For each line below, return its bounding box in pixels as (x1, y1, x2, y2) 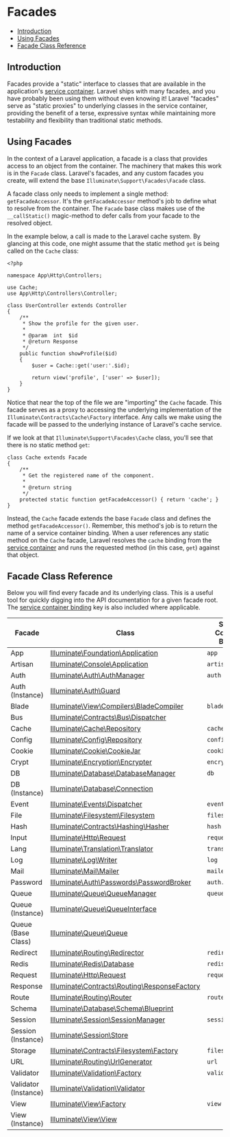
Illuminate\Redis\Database (50, 959, 135, 969)
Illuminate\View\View (50, 1114, 118, 1124)
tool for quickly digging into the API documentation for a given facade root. (7, 596, 218, 605)
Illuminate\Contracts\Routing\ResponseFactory (50, 982, 201, 991)
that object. (7, 550, 40, 559)
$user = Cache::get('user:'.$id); (31, 362, 130, 369)
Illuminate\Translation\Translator (50, 844, 154, 854)
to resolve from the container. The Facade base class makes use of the (7, 204, 205, 212)
